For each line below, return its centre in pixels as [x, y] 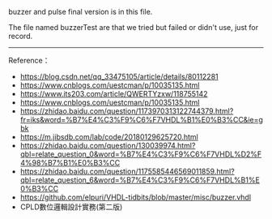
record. [21, 36]
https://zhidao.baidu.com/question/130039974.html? [108, 146]
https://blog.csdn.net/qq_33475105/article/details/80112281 [119, 77]
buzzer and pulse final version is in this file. [81, 12]
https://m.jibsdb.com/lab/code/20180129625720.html [109, 137]
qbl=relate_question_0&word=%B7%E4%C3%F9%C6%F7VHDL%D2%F [141, 154]
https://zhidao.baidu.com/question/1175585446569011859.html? [127, 171]
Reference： [29, 60]
